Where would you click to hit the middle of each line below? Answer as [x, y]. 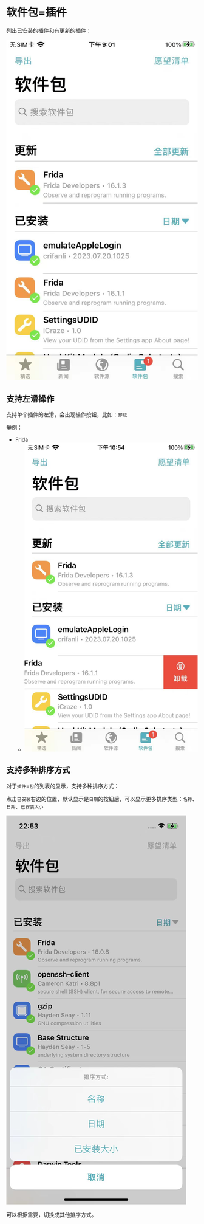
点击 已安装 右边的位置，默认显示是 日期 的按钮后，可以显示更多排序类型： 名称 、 [102, 799]
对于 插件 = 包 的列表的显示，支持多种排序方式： [63, 786]
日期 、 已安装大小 [25, 806]
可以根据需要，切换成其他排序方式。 [52, 1215]
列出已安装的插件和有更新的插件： [49, 30]
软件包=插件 [37, 12]
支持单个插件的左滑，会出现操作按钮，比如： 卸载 [67, 414]
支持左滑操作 [30, 399]
